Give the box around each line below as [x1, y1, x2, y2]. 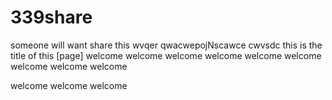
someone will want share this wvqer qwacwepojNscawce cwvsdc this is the [10, 39, 323, 51]
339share [10, 6, 93, 29]
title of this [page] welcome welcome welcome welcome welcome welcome [10, 49, 322, 61]
